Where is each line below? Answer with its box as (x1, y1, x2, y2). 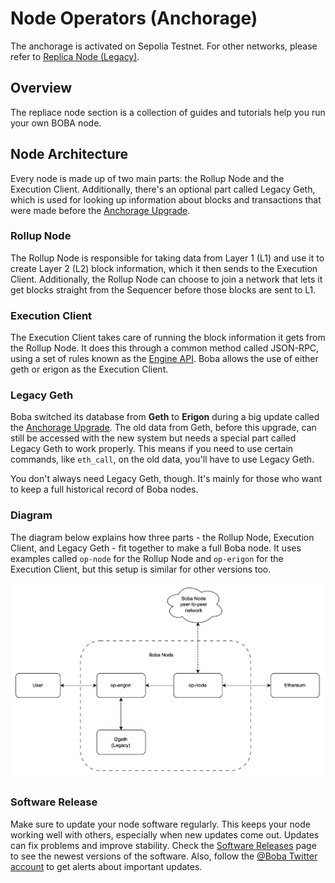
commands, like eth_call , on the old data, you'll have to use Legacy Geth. (10, 453, 315, 466)
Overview (10, 80, 73, 97)
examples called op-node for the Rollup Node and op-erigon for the (10, 552, 284, 564)
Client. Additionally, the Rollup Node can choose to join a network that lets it (10, 273, 323, 285)
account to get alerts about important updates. (10, 860, 203, 872)
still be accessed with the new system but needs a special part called (10, 432, 297, 444)
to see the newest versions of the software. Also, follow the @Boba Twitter (10, 850, 318, 862)
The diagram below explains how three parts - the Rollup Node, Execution (10, 531, 315, 543)
